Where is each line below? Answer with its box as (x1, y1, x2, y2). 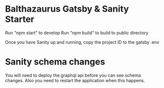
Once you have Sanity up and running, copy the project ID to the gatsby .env (5, 39, 160, 45)
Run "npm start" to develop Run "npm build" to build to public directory (5, 30, 148, 35)
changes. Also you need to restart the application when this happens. (5, 77, 145, 83)
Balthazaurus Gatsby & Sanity (5, 3, 129, 15)
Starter (5, 14, 34, 25)
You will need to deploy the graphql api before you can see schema (5, 72, 141, 78)
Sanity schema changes (5, 56, 105, 68)
